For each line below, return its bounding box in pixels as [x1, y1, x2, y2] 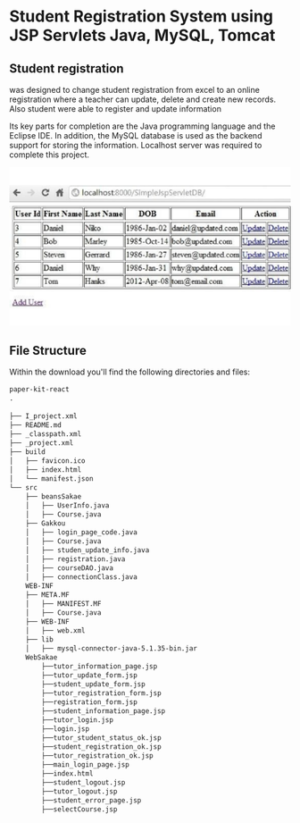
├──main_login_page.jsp [41, 760, 129, 769]
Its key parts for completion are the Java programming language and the [9, 121, 276, 131]
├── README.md [9, 421, 62, 430]
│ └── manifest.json [9, 474, 94, 483]
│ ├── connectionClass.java [25, 573, 138, 582]
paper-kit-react [9, 385, 70, 394]
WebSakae [25, 653, 58, 662]
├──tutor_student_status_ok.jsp [41, 734, 162, 743]
